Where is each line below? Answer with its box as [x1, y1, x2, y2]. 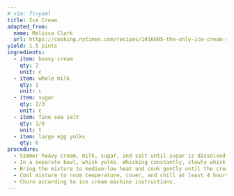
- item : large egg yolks [13, 133, 86, 140]
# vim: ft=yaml [7, 10, 52, 17]
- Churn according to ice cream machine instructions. [13, 178, 176, 185]
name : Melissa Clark [13, 29, 73, 37]
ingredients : [7, 49, 45, 56]
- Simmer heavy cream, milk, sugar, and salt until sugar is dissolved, [13, 152, 229, 160]
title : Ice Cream [7, 17, 58, 24]
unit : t [19, 126, 42, 133]
